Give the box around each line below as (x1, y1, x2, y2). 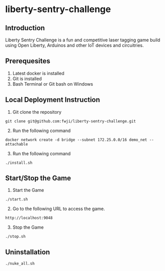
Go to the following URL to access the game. (12, 206, 105, 212)
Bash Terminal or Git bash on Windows (12, 81, 93, 87)
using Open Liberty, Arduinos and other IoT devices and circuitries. (5, 42, 144, 48)
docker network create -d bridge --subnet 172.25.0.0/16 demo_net (5, 137, 147, 142)
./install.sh (5, 160, 33, 165)
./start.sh (5, 197, 28, 202)
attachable (5, 142, 28, 147)
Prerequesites (5, 57, 50, 65)
